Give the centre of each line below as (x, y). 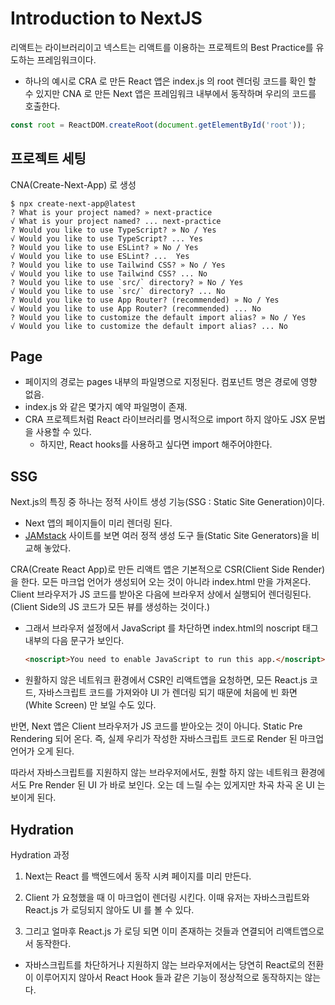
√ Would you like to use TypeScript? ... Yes (106, 238)
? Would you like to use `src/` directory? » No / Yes (127, 282)
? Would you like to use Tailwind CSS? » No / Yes (118, 265)
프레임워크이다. (66, 59)
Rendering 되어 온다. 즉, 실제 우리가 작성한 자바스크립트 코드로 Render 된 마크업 (167, 739)
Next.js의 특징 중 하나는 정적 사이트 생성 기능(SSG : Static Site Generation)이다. (167, 502)
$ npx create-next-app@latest (73, 203)
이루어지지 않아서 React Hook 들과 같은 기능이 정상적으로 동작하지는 (169, 977)
